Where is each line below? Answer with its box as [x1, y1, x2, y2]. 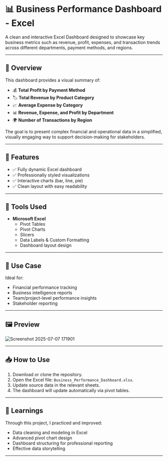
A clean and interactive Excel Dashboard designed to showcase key [5, 34, 145, 40]
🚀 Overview [5, 64, 42, 72]
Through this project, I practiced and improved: [5, 420, 102, 426]
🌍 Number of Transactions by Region [12, 117, 92, 123]
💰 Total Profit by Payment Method [12, 87, 85, 93]
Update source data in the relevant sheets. [12, 382, 100, 388]
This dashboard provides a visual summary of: [5, 77, 101, 83]
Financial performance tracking [12, 285, 77, 291]
